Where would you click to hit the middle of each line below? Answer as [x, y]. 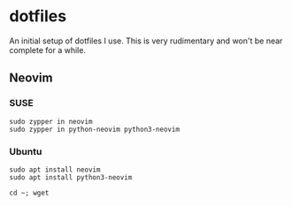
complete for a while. [48, 50]
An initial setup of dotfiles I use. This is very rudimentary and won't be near [146, 41]
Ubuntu [26, 151]
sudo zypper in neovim [51, 121]
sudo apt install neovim [55, 170]
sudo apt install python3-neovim [71, 177]
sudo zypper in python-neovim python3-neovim [94, 129]
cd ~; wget [29, 193]
